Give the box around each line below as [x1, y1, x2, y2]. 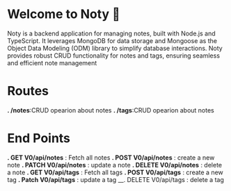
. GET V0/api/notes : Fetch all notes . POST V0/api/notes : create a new [7, 153, 215, 162]
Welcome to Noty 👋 [7, 6, 120, 22]
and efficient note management [7, 58, 97, 67]
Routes [7, 83, 49, 99]
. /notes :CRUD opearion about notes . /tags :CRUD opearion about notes [7, 106, 214, 114]
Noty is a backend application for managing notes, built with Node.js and [7, 29, 216, 38]
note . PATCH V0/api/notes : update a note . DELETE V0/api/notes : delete [7, 160, 223, 169]
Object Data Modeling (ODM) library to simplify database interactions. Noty [7, 44, 223, 52]
